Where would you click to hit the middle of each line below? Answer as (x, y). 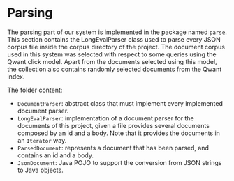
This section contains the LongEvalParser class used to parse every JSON (114, 39)
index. (16, 76)
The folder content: (35, 90)
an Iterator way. (42, 140)
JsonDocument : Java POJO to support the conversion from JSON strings (119, 162)
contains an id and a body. (56, 155)
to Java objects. (41, 170)
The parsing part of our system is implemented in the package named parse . (117, 32)
